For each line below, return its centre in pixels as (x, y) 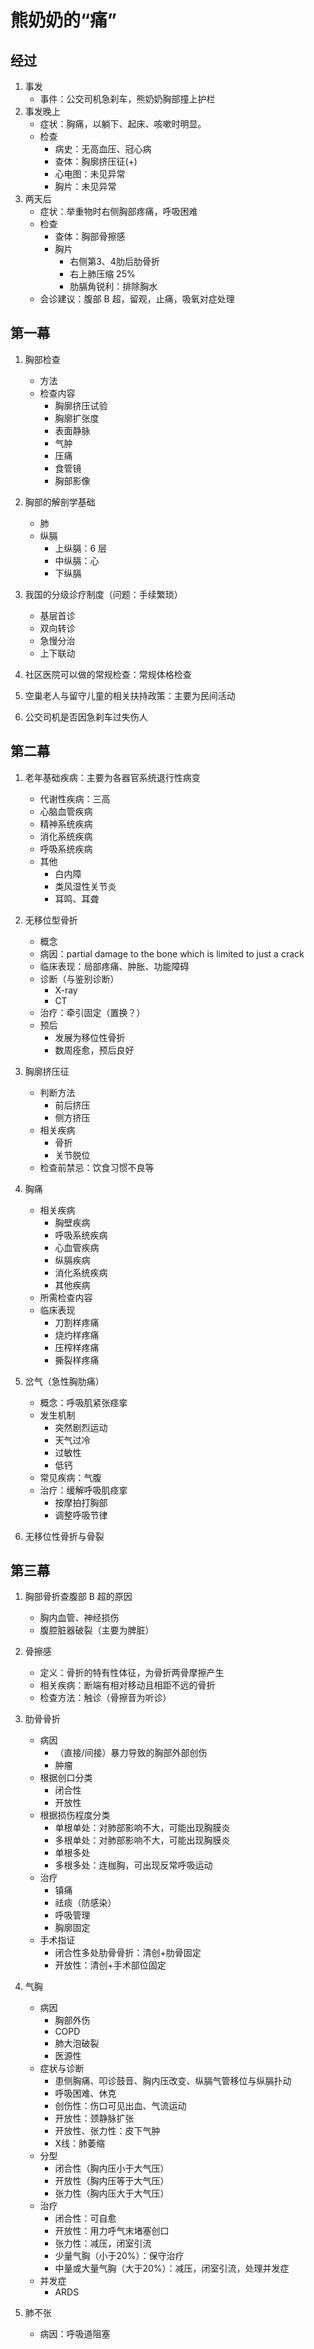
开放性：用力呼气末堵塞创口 (112, 2231)
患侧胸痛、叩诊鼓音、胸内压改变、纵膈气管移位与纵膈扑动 (173, 2081)
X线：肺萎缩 (79, 2143)
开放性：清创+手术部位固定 (110, 1965)
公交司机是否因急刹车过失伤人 (86, 717)
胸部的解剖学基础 (60, 502)
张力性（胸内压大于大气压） (112, 2193)
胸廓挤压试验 (81, 405)
